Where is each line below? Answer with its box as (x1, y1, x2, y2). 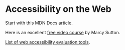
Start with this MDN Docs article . (5, 20, 73, 26)
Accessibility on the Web (5, 3, 111, 15)
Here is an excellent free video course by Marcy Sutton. (5, 29, 120, 35)
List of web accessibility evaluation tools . (5, 39, 90, 45)
